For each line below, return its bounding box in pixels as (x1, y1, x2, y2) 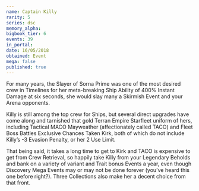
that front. (6, 179, 31, 186)
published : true (6, 64, 46, 70)
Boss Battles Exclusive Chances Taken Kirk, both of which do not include (6, 130, 185, 137)
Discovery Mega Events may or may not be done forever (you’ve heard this (6, 167, 190, 174)
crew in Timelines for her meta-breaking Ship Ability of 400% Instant (6, 87, 175, 94)
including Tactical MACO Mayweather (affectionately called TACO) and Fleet (6, 123, 193, 131)
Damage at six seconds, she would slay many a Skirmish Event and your (6, 93, 183, 100)
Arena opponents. (6, 99, 50, 107)
